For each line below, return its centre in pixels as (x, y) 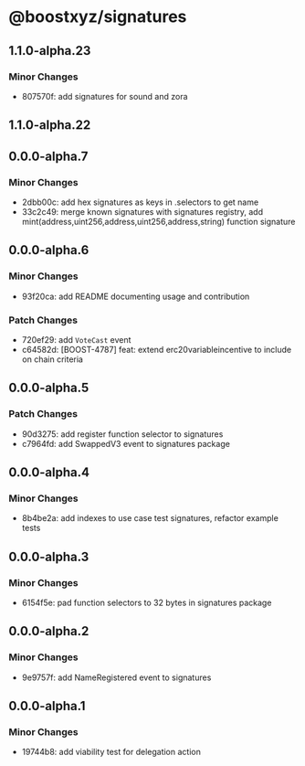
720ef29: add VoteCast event (76, 339)
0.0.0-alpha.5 (49, 388)
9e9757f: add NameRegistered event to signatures (116, 677)
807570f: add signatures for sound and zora (105, 96)
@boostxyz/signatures (98, 17)
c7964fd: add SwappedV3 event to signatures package (126, 443)
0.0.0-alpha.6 (49, 250)
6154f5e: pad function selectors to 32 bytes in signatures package (147, 602)
